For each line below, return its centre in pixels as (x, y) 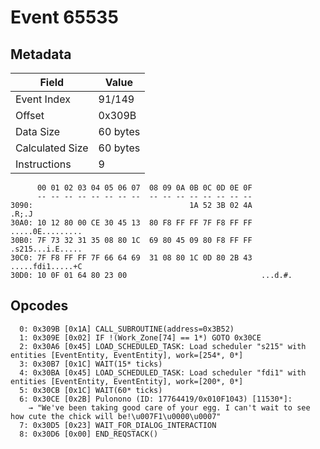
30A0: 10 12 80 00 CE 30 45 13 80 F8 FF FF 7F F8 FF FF (131, 223)
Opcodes (39, 306)
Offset (30, 115)
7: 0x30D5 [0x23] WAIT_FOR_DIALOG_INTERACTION (118, 425)
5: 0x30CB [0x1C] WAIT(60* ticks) (91, 390)
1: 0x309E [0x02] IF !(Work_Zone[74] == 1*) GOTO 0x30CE (140, 337)
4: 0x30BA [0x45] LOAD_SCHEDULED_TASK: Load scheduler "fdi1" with (163, 372)
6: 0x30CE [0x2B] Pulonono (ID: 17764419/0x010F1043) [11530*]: (156, 399)
